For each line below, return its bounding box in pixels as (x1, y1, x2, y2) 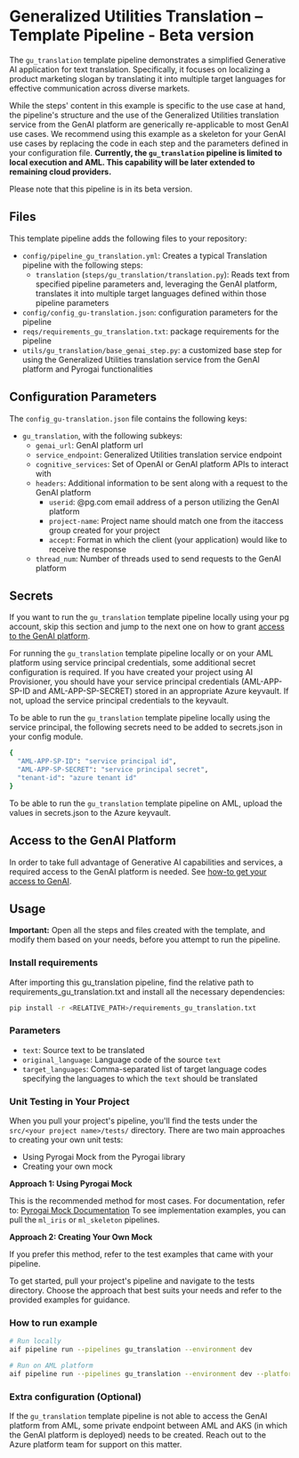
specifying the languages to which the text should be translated (21, 1073, 258, 1083)
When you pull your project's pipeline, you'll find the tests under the (9, 1116, 258, 1126)
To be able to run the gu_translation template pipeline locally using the (9, 713, 271, 723)
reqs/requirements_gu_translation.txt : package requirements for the (21, 326, 279, 336)
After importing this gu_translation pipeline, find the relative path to (9, 977, 255, 987)
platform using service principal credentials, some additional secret (9, 657, 256, 668)
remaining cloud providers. (9, 166, 112, 177)
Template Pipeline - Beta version (9, 25, 255, 45)
